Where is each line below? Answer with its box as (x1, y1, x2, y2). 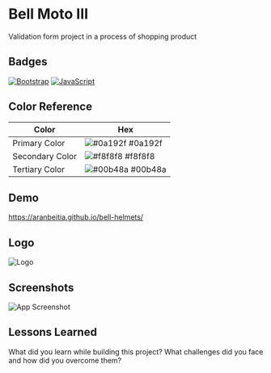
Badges (8, 55, 48, 69)
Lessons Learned (8, 325, 97, 339)
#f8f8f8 (125, 150, 155, 161)
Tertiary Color (12, 163, 66, 174)
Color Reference (8, 100, 93, 114)
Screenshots (8, 280, 74, 295)
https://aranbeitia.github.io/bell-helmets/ (8, 212, 144, 222)
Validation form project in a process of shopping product (8, 31, 197, 41)
